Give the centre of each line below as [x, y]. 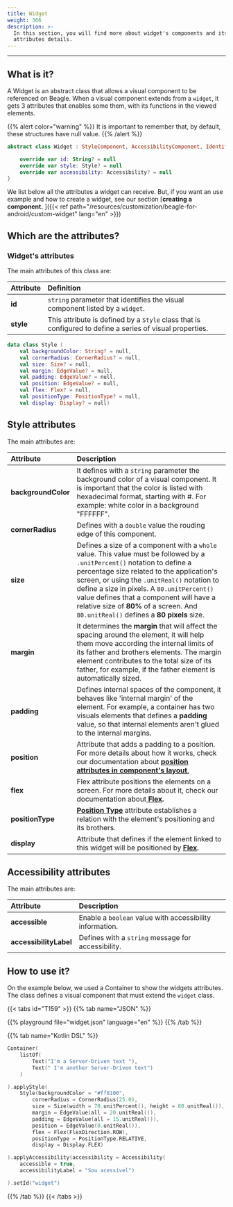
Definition [64, 288]
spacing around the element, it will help [140, 635]
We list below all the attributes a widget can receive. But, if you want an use [115, 192]
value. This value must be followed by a [141, 553]
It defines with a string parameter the [138, 470]
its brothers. [96, 827]
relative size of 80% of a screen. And [137, 606]
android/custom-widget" [42, 214]
